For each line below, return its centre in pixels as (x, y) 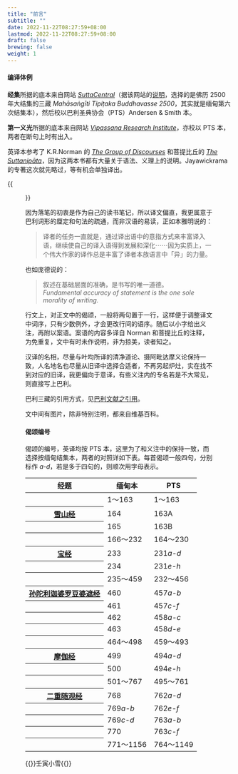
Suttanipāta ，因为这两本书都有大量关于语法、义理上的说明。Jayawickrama (118, 161)
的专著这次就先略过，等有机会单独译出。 (67, 170)
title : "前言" (27, 14)
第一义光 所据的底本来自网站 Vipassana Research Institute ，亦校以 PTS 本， (119, 128)
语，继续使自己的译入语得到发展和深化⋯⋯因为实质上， (124, 245)
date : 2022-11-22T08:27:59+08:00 (57, 27)
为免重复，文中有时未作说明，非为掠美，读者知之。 (100, 342)
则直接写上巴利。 (50, 384)
